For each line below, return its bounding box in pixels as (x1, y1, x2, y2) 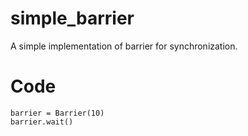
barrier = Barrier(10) (10, 108, 105, 118)
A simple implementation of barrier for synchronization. (10, 40, 238, 52)
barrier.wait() (10, 117, 74, 127)
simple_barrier (10, 7, 135, 30)
